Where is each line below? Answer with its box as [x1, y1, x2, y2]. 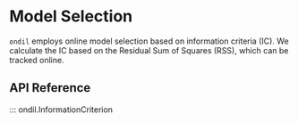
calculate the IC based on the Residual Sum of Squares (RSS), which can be [9, 45, 289, 55]
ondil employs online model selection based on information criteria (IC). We [9, 36, 289, 46]
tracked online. [9, 54, 64, 65]
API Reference [9, 80, 91, 95]
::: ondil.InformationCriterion [9, 104, 114, 115]
